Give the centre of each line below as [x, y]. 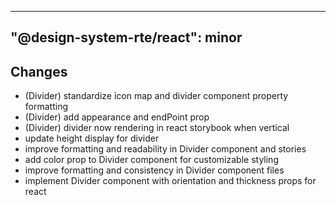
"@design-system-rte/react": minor [126, 37]
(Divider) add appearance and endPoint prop [117, 117]
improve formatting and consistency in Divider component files [154, 170]
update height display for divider [92, 138]
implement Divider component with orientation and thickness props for [170, 181]
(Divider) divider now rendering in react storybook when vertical [157, 128]
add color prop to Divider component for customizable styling [151, 160]
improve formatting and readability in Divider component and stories [165, 149]
